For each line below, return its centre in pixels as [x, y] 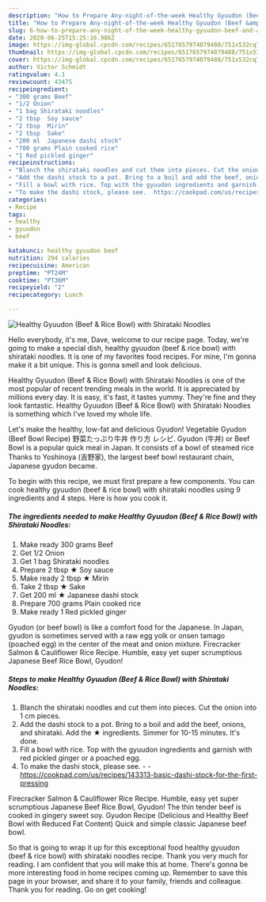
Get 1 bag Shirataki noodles [64, 561]
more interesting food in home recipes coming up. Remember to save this [128, 873]
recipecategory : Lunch [46, 295]
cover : [19, 60]
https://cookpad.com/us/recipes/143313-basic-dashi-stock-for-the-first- [139, 775]
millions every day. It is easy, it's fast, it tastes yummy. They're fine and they [132, 397]
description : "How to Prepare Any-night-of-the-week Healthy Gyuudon [125, 15]
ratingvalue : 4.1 [37, 74]
